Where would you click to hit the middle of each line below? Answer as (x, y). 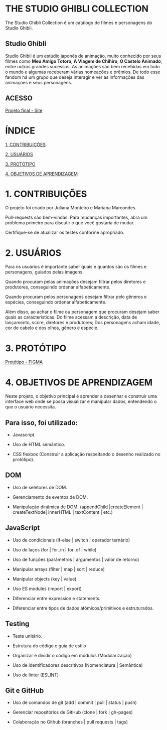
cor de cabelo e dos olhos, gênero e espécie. (52, 328)
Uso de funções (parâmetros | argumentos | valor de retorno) (76, 559)
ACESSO (19, 98)
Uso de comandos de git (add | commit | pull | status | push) (74, 702)
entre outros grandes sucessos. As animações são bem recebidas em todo (82, 66)
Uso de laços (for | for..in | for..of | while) (54, 549)
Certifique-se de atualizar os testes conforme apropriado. (65, 233)
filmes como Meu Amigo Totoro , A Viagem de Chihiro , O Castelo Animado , (84, 61)
